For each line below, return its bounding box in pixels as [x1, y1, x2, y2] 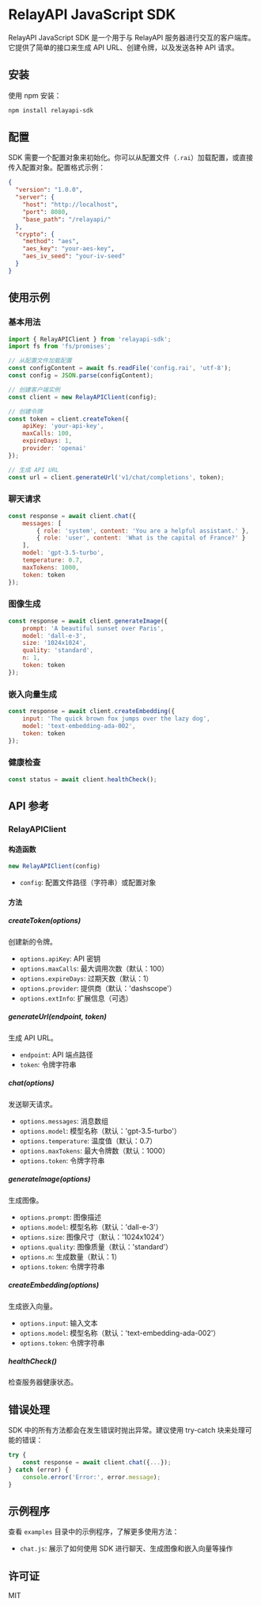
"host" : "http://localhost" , [22, 200, 119, 209]
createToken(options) [8, 916, 81, 925]
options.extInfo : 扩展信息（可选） [19, 993, 133, 1003]
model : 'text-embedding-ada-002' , [22, 722, 136, 730]
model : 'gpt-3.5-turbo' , [22, 549, 104, 557]
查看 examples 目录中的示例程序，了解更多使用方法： [8, 1527, 180, 1536]
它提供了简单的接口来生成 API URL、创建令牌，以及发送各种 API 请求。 [8, 42, 239, 52]
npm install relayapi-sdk [8, 106, 93, 114]
